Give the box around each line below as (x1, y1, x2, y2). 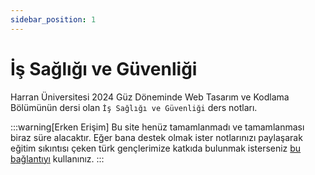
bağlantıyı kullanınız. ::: (10, 152, 105, 165)
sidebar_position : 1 (10, 14, 97, 25)
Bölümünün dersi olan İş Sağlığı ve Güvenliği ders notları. (10, 101, 258, 113)
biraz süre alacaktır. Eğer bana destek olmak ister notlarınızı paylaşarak (10, 131, 303, 143)
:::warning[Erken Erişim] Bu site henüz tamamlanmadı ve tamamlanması (10, 121, 305, 133)
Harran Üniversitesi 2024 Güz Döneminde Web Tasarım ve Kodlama (10, 91, 290, 103)
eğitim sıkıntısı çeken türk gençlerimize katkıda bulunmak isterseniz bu (10, 142, 302, 154)
